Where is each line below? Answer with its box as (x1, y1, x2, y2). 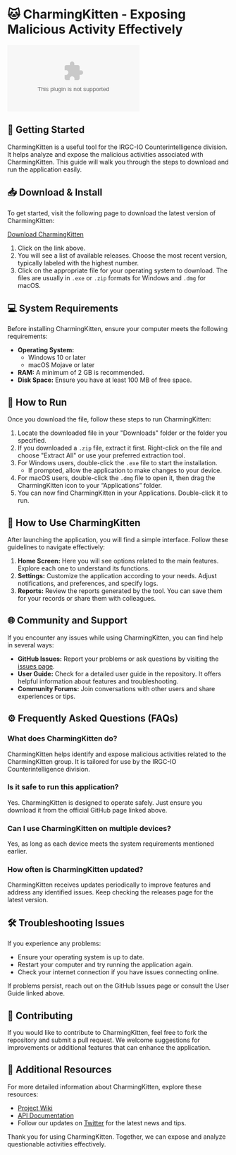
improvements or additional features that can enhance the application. (7, 1043, 211, 1052)
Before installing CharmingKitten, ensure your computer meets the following (7, 325, 228, 333)
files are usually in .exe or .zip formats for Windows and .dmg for (17, 273, 206, 282)
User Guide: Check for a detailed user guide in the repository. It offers (17, 669, 222, 678)
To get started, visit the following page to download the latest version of (7, 208, 216, 217)
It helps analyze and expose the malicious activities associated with (7, 150, 204, 158)
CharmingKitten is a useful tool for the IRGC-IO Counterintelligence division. (7, 143, 228, 151)
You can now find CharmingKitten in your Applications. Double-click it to (17, 489, 228, 497)
